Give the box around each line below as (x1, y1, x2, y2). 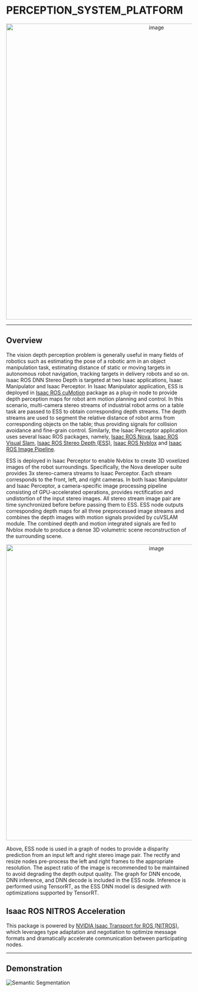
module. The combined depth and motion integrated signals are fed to (6, 520, 176, 527)
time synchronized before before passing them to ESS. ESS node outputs (6, 501, 184, 508)
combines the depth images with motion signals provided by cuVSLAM (6, 513, 178, 521)
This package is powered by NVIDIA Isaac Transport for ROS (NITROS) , (6, 922, 180, 929)
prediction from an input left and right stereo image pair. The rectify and (6, 851, 181, 858)
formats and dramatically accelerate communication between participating (6, 935, 187, 942)
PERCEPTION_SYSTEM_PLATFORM (6, 4, 183, 17)
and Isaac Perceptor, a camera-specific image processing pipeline (6, 482, 167, 489)
